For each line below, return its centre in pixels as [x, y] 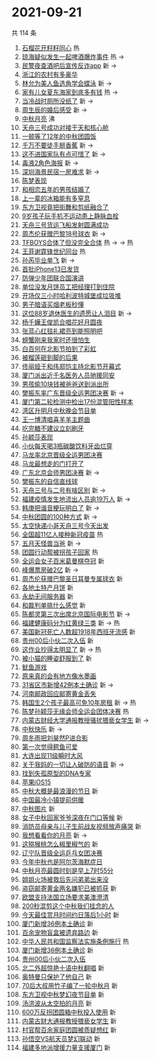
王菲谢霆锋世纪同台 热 [54, 251]
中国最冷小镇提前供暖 [53, 800]
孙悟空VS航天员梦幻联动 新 [61, 1038]
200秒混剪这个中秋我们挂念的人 [68, 906]
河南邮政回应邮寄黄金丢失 [59, 694]
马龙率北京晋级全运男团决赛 [62, 454]
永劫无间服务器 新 [47, 596]
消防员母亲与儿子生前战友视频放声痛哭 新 [82, 826]
